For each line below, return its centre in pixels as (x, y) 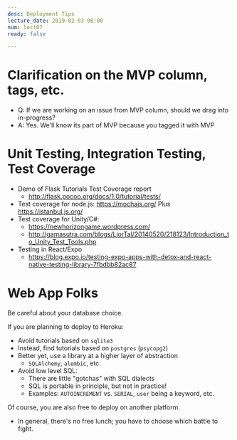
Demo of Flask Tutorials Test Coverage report (84, 189)
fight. (25, 429)
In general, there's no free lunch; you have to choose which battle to (118, 421)
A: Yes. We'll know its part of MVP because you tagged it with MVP (116, 125)
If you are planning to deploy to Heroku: (65, 327)
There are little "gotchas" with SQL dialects (91, 379)
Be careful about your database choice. (65, 313)
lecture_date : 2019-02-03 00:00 (55, 21)
